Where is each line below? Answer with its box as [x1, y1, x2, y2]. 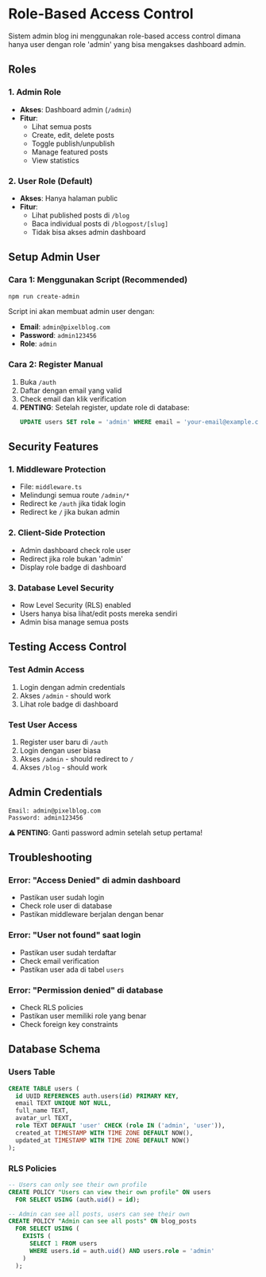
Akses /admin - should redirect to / [19, 754, 134, 763]
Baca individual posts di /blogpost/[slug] [31, 218, 169, 228]
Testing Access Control [8, 640, 127, 654]
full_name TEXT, [15, 1107, 69, 1115]
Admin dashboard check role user [19, 545, 131, 554]
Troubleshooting [8, 851, 93, 864]
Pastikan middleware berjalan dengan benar [19, 910, 164, 919]
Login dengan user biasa [19, 746, 102, 755]
